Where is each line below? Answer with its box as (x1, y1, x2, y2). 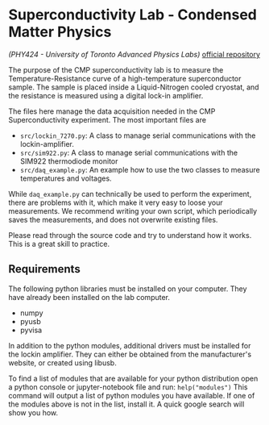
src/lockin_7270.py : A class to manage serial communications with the (19, 131, 256, 140)
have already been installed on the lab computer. (8, 292, 171, 302)
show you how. (8, 407, 59, 417)
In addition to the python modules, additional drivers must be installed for (8, 340, 251, 350)
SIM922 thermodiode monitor (19, 156, 118, 166)
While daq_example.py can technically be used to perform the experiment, (8, 189, 252, 198)
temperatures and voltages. (19, 173, 112, 183)
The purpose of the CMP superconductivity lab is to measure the (8, 65, 224, 74)
